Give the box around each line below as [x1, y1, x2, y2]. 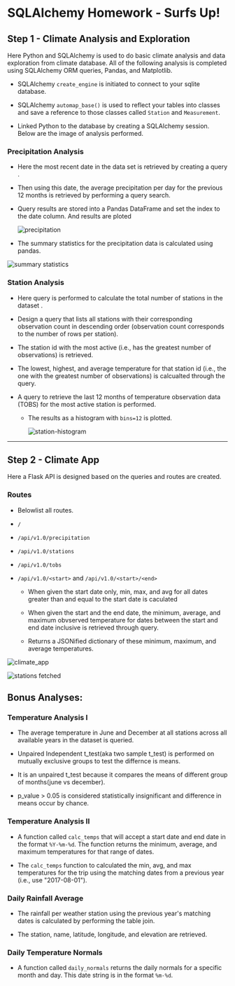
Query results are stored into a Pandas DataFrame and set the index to [17, 204, 220, 213]
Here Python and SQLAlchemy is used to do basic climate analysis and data [7, 51, 226, 60]
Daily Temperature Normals [7, 947, 103, 957]
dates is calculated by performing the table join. [17, 916, 155, 925]
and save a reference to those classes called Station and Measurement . [17, 109, 220, 116]
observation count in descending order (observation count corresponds [17, 322, 225, 331]
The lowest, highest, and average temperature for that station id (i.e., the [17, 364, 227, 373]
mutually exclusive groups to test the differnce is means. [17, 757, 180, 765]
